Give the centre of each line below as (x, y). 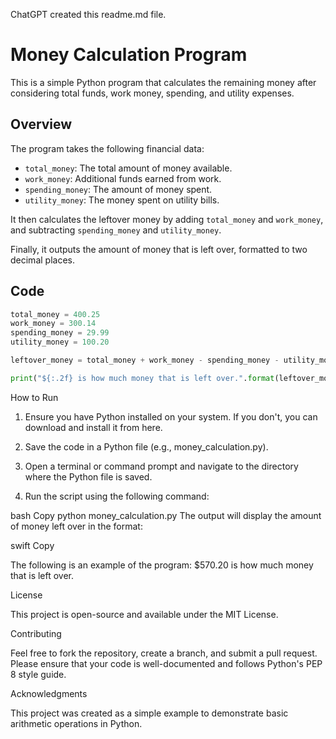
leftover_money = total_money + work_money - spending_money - (145, 360)
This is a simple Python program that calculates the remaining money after (163, 82)
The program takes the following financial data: (107, 148)
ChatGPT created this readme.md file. (88, 14)
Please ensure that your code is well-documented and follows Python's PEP (166, 663)
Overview (41, 124)
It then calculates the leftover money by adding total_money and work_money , (167, 219)
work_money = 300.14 (53, 324)
